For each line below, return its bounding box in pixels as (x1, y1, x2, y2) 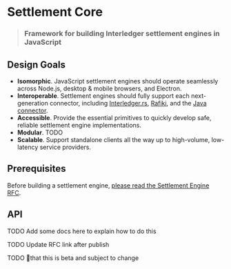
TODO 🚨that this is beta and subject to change (7, 253, 139, 262)
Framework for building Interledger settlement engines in (23, 29, 221, 39)
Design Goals (7, 59, 66, 70)
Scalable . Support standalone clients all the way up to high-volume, (17, 135, 210, 143)
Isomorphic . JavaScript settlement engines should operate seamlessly (17, 77, 219, 85)
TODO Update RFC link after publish (7, 240, 110, 248)
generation (17, 99, 48, 107)
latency (17, 143, 39, 151)
